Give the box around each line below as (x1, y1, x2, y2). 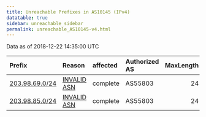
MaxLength (164, 61, 199, 70)
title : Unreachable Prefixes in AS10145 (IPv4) (6, 9, 131, 15)
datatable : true (6, 15, 48, 21)
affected (92, 61, 118, 70)
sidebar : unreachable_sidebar (6, 20, 84, 26)
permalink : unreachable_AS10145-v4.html (6, 26, 112, 32)
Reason (62, 61, 85, 70)
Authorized (125, 58, 159, 66)
